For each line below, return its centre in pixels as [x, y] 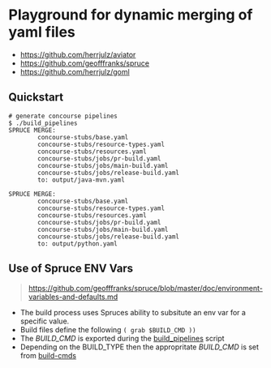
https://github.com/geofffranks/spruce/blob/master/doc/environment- [146, 288]
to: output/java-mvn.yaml [82, 180]
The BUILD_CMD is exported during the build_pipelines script [122, 338]
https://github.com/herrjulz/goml [75, 71]
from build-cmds [48, 355]
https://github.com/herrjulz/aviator [78, 54]
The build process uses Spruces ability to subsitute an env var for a [133, 312]
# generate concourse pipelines [63, 116]
